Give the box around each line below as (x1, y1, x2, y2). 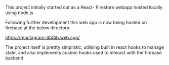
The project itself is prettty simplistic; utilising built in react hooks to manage (5, 44, 164, 50)
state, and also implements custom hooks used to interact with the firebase (5, 50, 162, 55)
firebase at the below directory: (5, 25, 71, 31)
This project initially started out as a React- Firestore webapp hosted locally (5, 5, 163, 10)
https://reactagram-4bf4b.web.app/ (5, 35, 80, 40)
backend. (5, 55, 25, 61)
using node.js (5, 10, 34, 16)
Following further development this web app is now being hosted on (5, 20, 147, 25)
